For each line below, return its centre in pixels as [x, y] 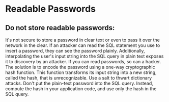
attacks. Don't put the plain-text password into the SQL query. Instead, [79, 83]
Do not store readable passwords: [60, 28]
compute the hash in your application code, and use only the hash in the [81, 89]
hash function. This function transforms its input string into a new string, [81, 72]
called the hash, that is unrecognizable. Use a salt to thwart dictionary [79, 78]
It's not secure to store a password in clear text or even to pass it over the [83, 40]
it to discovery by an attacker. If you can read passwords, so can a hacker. [83, 61]
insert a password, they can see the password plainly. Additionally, [75, 51]
